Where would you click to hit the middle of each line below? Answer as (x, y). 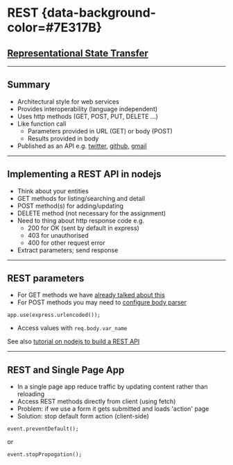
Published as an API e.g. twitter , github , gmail (82, 146)
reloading (31, 394)
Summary (29, 85)
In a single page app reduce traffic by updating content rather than (112, 386)
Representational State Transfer (78, 53)
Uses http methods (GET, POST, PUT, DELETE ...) (87, 116)
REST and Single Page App (66, 370)
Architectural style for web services (68, 101)
